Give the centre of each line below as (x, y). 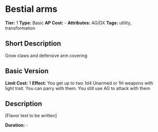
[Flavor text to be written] (31, 116)
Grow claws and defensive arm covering (46, 55)
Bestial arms (31, 9)
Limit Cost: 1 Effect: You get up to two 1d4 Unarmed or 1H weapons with (79, 83)
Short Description (33, 44)
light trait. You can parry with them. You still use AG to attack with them (78, 88)
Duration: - (17, 125)
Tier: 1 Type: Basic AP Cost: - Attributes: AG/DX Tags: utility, (68, 23)
